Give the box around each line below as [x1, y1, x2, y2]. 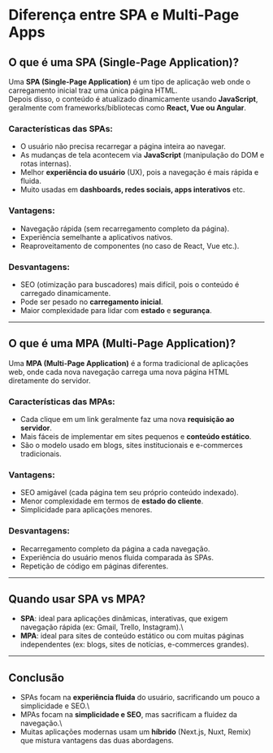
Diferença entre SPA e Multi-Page [8, 6, 240, 24]
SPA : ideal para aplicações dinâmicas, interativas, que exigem [19, 614, 228, 624]
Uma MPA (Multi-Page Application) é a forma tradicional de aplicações [8, 358, 249, 368]
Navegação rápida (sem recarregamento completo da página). [19, 224, 230, 233]
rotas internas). [19, 159, 71, 168]
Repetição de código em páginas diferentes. [19, 561, 169, 571]
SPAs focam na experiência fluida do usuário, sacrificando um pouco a [19, 693, 260, 703]
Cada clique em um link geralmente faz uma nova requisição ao [19, 415, 235, 424]
